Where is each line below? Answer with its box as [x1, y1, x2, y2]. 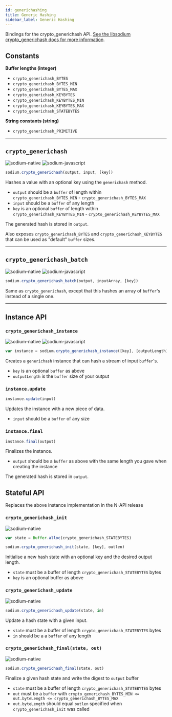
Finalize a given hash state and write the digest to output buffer [5, 675, 139, 681]
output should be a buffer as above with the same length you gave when [12, 458, 167, 464]
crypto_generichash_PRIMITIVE [12, 129, 78, 134]
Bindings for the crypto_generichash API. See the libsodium [5, 31, 131, 38]
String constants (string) [5, 118, 59, 124]
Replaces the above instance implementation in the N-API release [5, 502, 143, 508]
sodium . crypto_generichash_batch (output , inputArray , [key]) [5, 278, 139, 283]
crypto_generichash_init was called [12, 706, 90, 712]
